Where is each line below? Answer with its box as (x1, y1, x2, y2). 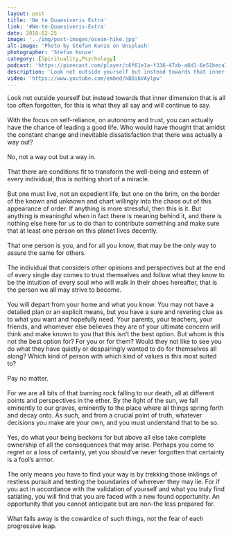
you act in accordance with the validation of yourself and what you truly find (7, 485, 225, 493)
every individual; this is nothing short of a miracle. (7, 175, 150, 183)
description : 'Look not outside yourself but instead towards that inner (7, 68, 225, 75)
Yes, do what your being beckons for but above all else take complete (7, 433, 207, 442)
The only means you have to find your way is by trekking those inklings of (7, 470, 218, 479)
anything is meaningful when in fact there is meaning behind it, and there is (7, 212, 223, 220)
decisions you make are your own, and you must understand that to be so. (7, 418, 220, 427)
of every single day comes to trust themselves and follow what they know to (7, 271, 225, 279)
